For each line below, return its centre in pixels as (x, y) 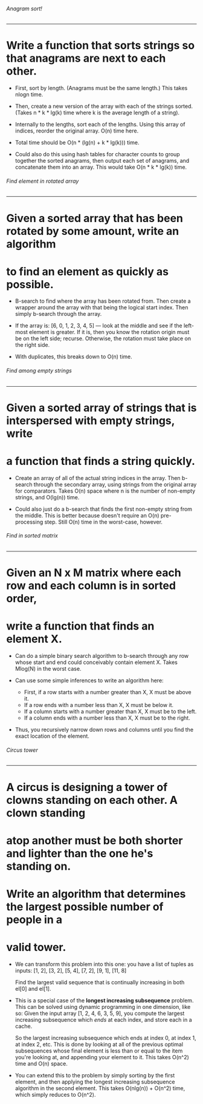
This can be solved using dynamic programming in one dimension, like (103, 1007)
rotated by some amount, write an (93, 231)
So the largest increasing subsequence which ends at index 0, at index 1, (105, 1037)
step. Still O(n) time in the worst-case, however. (104, 522)
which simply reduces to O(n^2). (55, 1094)
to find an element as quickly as (88, 271)
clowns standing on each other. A (92, 800)
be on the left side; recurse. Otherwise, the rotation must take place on (103, 338)
